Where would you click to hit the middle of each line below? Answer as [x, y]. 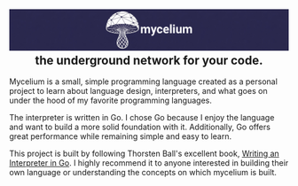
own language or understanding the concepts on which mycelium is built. [143, 173]
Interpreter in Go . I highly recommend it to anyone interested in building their [149, 163]
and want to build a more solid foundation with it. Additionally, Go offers [140, 127]
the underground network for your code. [149, 60]
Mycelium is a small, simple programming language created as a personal [143, 81]
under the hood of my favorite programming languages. [111, 101]
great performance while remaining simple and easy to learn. [121, 136]
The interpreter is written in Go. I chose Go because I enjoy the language [142, 118]
